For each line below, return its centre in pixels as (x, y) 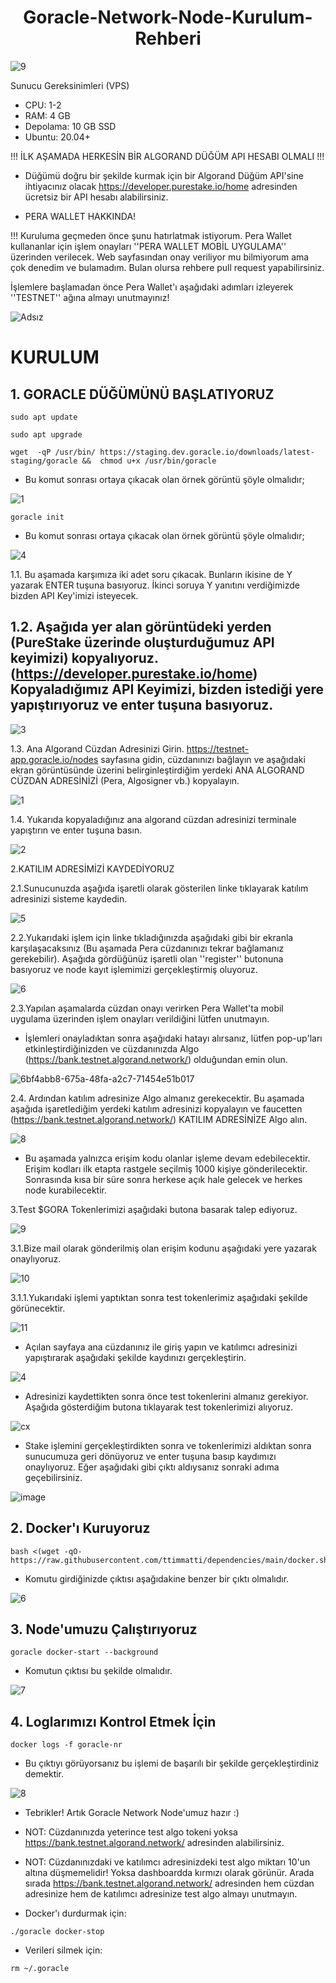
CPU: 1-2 (43, 105)
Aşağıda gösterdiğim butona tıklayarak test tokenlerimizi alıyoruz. (159, 1407)
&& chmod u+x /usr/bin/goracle (149, 461)
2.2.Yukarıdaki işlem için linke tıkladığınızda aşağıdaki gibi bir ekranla (152, 937)
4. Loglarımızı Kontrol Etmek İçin (113, 1721)
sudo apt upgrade (46, 434)
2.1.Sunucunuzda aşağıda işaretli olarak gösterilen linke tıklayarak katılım (159, 888)
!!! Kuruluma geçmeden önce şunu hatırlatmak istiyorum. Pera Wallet (151, 235)
